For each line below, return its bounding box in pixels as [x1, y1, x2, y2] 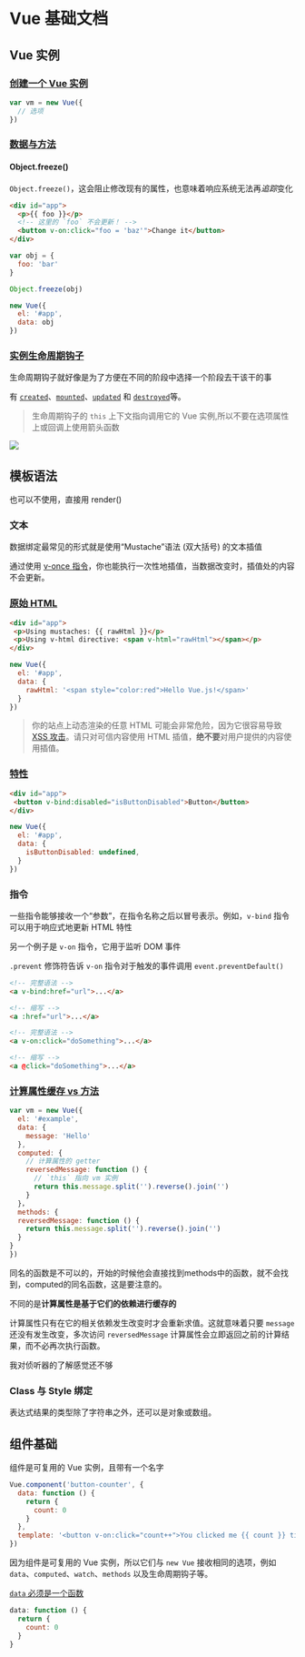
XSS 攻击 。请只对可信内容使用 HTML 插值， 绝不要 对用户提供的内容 [31, 732, 284, 743]
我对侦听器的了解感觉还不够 [9, 1359, 113, 1370]
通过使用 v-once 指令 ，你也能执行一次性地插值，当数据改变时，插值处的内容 [9, 561, 295, 571]
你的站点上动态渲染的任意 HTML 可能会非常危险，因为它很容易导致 [31, 720, 282, 731]
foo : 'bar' [17, 259, 59, 268]
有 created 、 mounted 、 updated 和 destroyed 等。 [9, 391, 186, 402]
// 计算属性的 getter [25, 1157, 101, 1166]
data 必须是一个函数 [9, 1588, 84, 1599]
